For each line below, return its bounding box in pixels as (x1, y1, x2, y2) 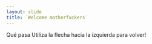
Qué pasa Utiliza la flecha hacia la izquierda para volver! (6, 31, 147, 38)
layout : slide (6, 8, 42, 15)
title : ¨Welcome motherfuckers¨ (6, 14, 88, 20)
